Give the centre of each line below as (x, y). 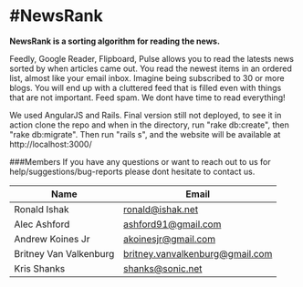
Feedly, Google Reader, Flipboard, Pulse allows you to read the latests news (152, 58)
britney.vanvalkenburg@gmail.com (198, 253)
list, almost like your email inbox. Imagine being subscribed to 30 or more (147, 77)
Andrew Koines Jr (52, 239)
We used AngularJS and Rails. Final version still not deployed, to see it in (146, 115)
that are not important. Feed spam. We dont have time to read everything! (147, 97)
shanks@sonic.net (162, 268)
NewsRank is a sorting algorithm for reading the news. (115, 41)
